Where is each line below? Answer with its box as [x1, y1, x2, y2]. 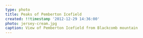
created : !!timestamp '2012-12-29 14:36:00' [5, 16, 100, 21]
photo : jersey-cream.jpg [5, 21, 57, 26]
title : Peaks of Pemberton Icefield [5, 12, 82, 17]
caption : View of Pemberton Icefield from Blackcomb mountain [5, 26, 138, 31]
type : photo [5, 7, 30, 12]
